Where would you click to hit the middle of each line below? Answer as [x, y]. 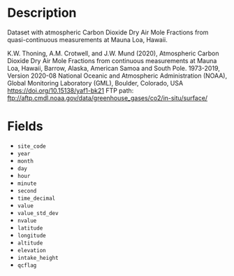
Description [42, 13]
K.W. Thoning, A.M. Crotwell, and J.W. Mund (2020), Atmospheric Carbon [113, 53]
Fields [25, 126]
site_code [32, 146]
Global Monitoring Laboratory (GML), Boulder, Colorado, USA [95, 83]
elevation [32, 250]
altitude [30, 243]
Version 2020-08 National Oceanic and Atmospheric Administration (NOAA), [117, 76]
